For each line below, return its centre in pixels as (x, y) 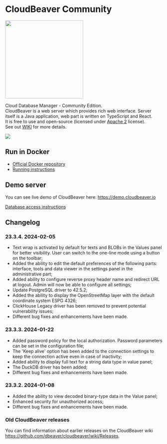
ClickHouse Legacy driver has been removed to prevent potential (79, 306)
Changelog (23, 222)
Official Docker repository (39, 164)
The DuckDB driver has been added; (50, 367)
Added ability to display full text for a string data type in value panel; (83, 361)
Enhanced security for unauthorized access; (58, 401)
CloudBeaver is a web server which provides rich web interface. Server (78, 110)
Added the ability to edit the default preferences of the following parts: (85, 263)
